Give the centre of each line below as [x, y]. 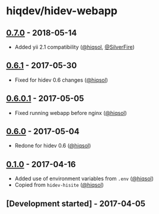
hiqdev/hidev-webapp [62, 11]
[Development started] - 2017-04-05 [76, 204]
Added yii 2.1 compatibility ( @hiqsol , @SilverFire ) [74, 47]
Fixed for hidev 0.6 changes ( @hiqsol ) [61, 80]
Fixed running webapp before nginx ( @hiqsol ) [71, 113]
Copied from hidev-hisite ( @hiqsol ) [59, 185]
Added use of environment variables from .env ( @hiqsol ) [84, 178]
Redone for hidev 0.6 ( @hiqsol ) [53, 146]
